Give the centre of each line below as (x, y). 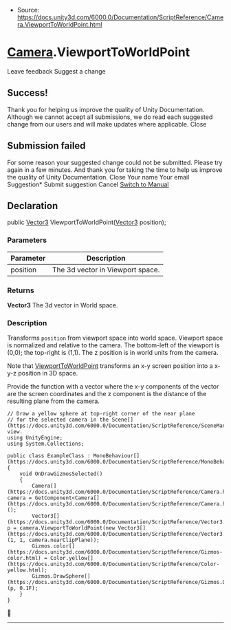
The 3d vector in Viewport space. (106, 270)
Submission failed (46, 146)
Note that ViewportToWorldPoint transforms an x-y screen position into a (110, 366)
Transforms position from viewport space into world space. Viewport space (115, 338)
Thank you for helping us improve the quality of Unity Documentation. (106, 109)
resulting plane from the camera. (53, 401)
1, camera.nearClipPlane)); (59, 540)
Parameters (27, 240)
